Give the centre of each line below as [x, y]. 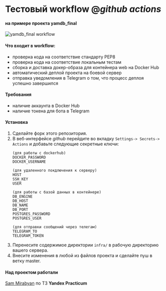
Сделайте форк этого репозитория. [50, 133]
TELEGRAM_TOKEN [28, 236]
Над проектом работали [32, 272]
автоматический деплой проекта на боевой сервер [67, 73]
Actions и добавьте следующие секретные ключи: [65, 144]
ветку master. [27, 261]
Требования [18, 95]
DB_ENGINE [23, 196]
